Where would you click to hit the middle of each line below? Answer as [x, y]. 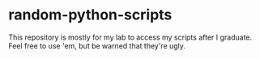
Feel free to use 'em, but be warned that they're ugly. [97, 45]
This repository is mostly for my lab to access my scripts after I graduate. [130, 37]
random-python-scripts [90, 15]
